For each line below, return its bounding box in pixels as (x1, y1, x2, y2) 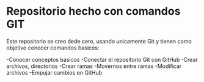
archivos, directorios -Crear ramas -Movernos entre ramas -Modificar (6, 62, 182, 70)
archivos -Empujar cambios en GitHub (6, 69, 103, 76)
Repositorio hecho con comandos (6, 4, 181, 18)
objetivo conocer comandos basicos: (6, 44, 100, 51)
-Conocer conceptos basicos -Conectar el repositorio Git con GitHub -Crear (6, 56, 199, 63)
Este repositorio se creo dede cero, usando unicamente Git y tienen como (6, 37, 192, 45)
